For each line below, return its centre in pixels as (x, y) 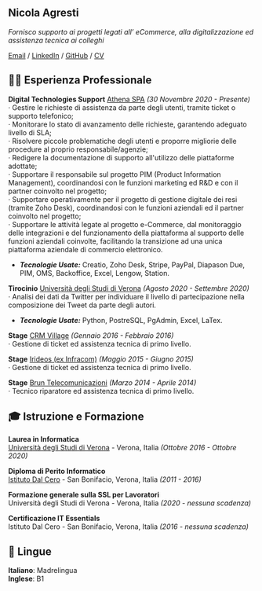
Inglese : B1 (26, 579)
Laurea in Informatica (44, 439)
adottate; (23, 166)
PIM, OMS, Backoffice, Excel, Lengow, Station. (95, 273)
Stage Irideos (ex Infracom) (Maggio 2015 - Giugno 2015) (101, 359)
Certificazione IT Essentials (54, 519)
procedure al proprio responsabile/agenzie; (78, 149)
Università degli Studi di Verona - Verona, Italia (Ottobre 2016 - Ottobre (122, 448)
